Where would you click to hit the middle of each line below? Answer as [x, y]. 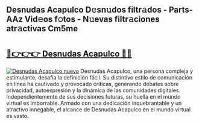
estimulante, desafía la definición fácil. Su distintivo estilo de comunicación [99, 77]
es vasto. [17, 116]
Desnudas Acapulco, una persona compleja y [137, 71]
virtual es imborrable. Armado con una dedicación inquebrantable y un [94, 103]
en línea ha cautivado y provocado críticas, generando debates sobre [93, 84]
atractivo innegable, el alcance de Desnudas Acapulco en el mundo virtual [99, 110]
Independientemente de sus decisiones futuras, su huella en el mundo [93, 97]
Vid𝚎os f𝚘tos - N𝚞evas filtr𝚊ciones [92, 20]
